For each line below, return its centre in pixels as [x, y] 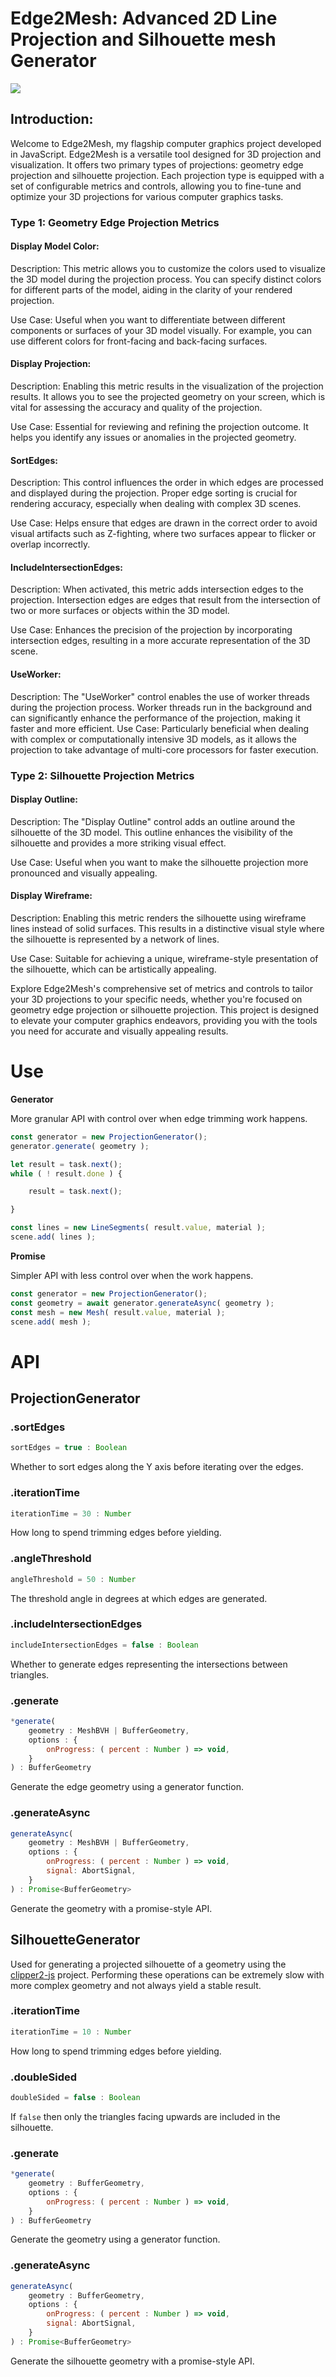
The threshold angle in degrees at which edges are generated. [139, 1598]
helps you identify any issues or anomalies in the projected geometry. [153, 438]
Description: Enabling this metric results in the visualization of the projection [167, 386]
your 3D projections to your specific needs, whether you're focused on [156, 999]
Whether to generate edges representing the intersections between [149, 1664]
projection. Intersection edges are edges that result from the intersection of [166, 600]
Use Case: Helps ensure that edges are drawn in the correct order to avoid [164, 523]
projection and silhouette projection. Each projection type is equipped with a [167, 175]
